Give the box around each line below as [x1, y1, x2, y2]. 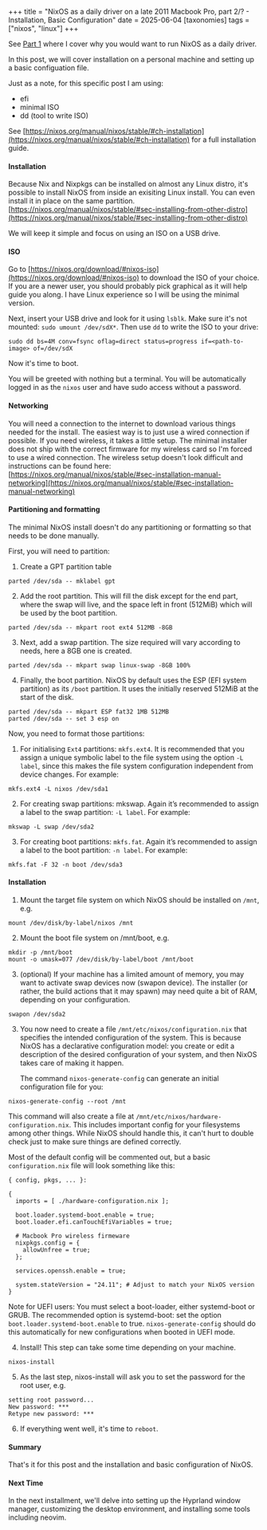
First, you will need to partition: [8, 546, 110, 556]
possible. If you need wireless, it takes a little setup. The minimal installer [8, 435, 248, 445]
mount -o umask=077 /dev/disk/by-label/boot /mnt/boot [8, 956, 194, 964]
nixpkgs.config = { [15, 1239, 80, 1247]
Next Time [8, 1478, 44, 1488]
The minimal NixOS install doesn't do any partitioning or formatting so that [8, 522, 252, 532]
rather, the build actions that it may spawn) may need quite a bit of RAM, [19, 986, 257, 996]
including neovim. [8, 1512, 67, 1522]
